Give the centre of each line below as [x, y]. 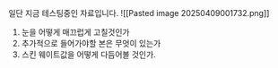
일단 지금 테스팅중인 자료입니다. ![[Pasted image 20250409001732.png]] [139, 13]
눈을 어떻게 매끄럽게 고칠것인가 [75, 32]
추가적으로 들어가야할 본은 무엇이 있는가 [91, 43]
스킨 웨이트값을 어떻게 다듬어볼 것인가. [88, 55]
